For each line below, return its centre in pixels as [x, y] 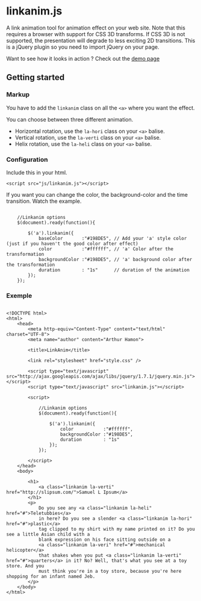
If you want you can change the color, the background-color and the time [97, 194]
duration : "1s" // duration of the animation [114, 270]
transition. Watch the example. [44, 201]
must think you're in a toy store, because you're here [110, 572]
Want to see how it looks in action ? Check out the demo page [83, 58]
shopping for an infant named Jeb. [51, 577]
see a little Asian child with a [48, 535]
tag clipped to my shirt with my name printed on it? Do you [117, 529]
